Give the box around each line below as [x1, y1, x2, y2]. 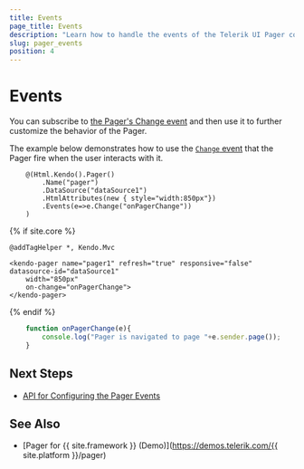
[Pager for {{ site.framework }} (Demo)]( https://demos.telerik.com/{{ [22, 440, 279, 451]
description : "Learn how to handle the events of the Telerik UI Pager [9, 30, 285, 39]
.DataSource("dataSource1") [42, 187, 147, 196]
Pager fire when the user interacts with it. [9, 153, 164, 164]
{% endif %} [9, 307, 56, 318]
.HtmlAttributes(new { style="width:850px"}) [42, 194, 217, 204]
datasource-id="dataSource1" [9, 267, 119, 276]
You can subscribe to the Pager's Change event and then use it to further [9, 116, 282, 127]
